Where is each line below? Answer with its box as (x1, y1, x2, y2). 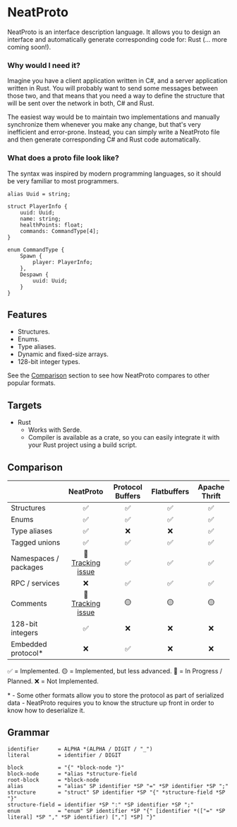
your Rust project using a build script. (28, 440, 138, 450)
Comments (11, 598, 47, 608)
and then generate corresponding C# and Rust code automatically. (7, 135, 201, 144)
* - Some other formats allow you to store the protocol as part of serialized (7, 691, 224, 700)
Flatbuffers (151, 486, 190, 496)
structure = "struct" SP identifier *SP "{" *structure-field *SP (7, 789, 226, 796)
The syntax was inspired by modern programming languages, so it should (7, 169, 221, 178)
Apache (197, 482, 225, 492)
